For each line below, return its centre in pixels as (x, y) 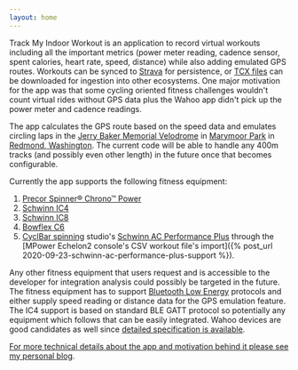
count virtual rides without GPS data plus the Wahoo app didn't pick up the (145, 100)
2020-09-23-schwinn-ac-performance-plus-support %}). (128, 255)
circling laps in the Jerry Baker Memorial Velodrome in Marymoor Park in (142, 135)
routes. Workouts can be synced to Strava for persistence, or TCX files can (146, 71)
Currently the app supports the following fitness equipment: (118, 181)
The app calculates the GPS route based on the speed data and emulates (143, 126)
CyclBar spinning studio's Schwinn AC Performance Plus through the (148, 236)
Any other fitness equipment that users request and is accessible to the (140, 272)
